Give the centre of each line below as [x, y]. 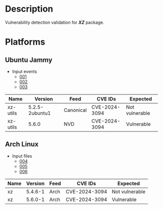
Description [29, 9]
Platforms [25, 42]
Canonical [75, 110]
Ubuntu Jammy [29, 60]
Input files [22, 156]
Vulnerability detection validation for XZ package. [55, 22]
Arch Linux [22, 144]
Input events [24, 71]
